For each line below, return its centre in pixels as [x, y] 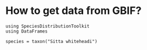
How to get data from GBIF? [73, 11]
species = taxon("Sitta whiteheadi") [52, 41]
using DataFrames [27, 31]
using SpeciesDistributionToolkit [48, 26]
